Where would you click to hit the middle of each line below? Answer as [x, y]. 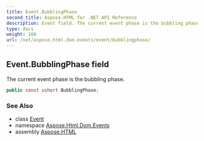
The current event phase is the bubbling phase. [66, 79]
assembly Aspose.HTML [46, 131]
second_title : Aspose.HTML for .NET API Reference [72, 18]
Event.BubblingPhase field [58, 64]
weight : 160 [21, 34]
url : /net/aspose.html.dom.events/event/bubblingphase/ [78, 40]
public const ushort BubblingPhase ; [53, 90]
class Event [29, 119]
